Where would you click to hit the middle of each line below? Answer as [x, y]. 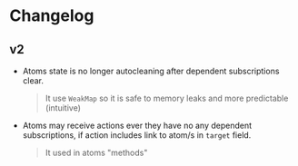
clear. [33, 81]
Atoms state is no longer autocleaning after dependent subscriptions [151, 71]
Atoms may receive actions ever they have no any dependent [137, 125]
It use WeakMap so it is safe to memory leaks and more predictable [167, 98]
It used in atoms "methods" [96, 152]
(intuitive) [63, 108]
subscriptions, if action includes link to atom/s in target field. [137, 135]
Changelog [52, 16]
